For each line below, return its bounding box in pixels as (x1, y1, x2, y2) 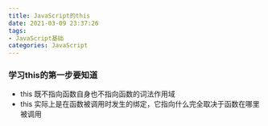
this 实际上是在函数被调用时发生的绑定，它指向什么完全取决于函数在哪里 (19, 100, 260, 109)
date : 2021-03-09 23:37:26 (8, 19, 99, 27)
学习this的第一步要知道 (8, 70, 98, 81)
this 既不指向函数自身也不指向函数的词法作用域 (19, 89, 175, 99)
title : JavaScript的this (8, 11, 91, 20)
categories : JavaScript (8, 42, 89, 50)
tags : (8, 26, 27, 35)
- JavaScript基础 (8, 34, 64, 43)
